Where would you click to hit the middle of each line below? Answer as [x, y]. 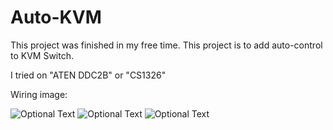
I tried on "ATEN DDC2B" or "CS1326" [88, 75]
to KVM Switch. [42, 55]
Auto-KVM [56, 17]
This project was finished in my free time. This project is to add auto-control [166, 45]
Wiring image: [39, 94]
